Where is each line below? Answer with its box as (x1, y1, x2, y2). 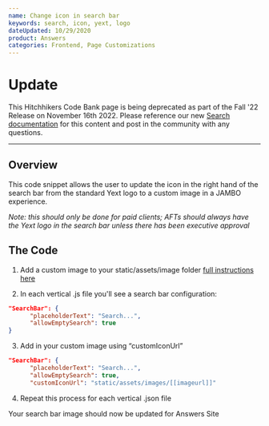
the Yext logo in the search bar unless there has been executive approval (8, 221, 250, 230)
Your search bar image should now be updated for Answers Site (8, 408, 219, 418)
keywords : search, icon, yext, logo (8, 19, 130, 27)
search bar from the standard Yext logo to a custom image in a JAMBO (8, 188, 242, 197)
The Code (8, 244, 58, 257)
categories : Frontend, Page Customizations (8, 42, 156, 50)
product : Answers (8, 34, 66, 42)
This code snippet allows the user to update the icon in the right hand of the (8, 179, 259, 189)
